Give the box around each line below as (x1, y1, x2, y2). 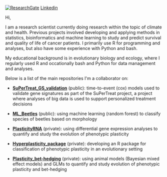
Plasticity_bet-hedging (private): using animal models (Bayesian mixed (12, 155, 159, 161)
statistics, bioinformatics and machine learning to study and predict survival (5, 35, 161, 40)
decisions (12, 101, 32, 107)
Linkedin (40, 5, 58, 10)
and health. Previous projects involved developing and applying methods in (5, 29, 160, 35)
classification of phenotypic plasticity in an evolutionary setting (12, 146, 143, 152)
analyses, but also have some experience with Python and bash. (5, 45, 137, 51)
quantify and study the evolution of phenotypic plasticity (12, 131, 129, 137)
